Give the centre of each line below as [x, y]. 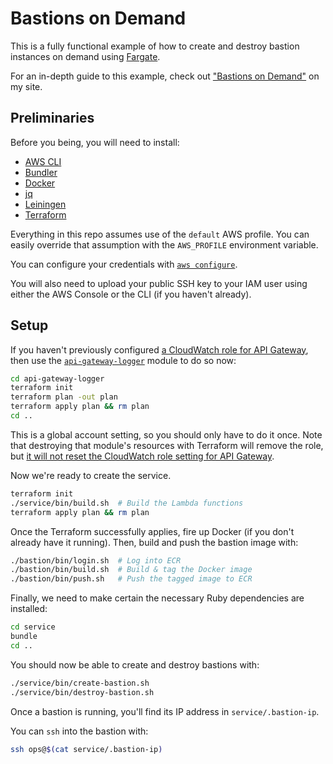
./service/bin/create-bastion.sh [80, 683]
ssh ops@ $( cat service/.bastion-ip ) [86, 749]
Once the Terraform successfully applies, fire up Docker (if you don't [152, 531]
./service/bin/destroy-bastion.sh [82, 692]
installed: [29, 609]
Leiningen [45, 204]
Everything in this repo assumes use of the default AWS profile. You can [160, 234]
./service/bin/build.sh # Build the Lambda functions [127, 503]
